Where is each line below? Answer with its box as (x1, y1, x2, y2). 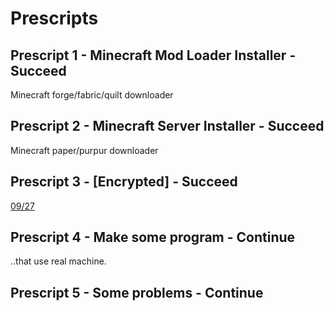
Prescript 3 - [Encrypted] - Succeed (10, 173, 238, 191)
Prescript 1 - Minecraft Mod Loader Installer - (10, 47, 297, 64)
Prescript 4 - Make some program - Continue (10, 229, 296, 246)
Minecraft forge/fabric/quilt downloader (10, 89, 174, 101)
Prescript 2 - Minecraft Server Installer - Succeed (10, 118, 325, 135)
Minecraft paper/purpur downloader (10, 144, 159, 156)
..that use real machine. (10, 255, 107, 267)
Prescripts (10, 7, 99, 30)
